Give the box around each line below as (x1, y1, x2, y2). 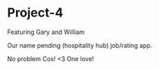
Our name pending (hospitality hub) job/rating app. (7, 41, 153, 49)
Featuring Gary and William (7, 28, 85, 36)
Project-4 (7, 5, 64, 21)
